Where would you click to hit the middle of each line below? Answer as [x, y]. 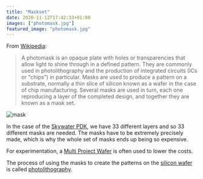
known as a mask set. [48, 103]
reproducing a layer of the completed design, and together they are [105, 96]
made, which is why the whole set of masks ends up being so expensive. [97, 140]
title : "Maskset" [28, 12]
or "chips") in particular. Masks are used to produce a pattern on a [104, 77]
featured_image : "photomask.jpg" [48, 29]
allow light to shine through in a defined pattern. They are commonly [106, 64]
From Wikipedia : [27, 46]
